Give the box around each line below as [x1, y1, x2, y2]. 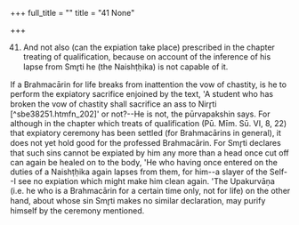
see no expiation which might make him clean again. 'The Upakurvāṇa [18, 176, 275, 186]
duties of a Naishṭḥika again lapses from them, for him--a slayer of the [10, 166, 268, 177]
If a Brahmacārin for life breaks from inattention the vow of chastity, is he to [10, 79, 287, 90]
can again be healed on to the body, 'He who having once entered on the [10, 157, 279, 167]
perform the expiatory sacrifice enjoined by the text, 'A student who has [10, 89, 274, 99]
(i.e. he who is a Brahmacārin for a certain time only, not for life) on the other [10, 186, 291, 196]
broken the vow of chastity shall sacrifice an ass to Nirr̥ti [10, 99, 217, 109]
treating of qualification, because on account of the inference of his [22, 52, 271, 61]
